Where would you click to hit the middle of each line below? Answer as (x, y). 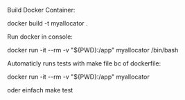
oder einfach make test (40, 90)
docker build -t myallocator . (47, 23)
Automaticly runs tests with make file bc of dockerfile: (84, 63)
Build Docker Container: (41, 10)
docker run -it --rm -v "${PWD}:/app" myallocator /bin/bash (93, 50)
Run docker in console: (40, 37)
